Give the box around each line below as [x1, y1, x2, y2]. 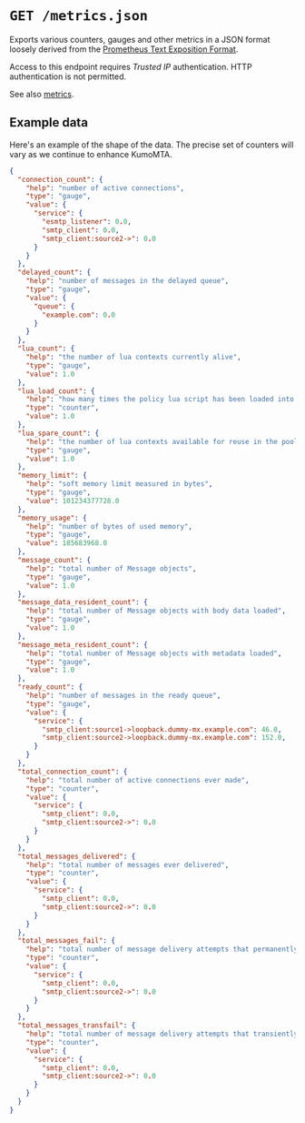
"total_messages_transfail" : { [17, 1021, 136, 1030]
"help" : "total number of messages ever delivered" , [25, 860, 230, 869]
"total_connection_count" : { [17, 767, 128, 776]
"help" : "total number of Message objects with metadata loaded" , [25, 649, 282, 658]
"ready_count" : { [17, 683, 84, 692]
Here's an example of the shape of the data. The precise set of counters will [9, 139, 294, 150]
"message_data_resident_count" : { [17, 598, 148, 607]
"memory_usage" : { [17, 513, 88, 522]
